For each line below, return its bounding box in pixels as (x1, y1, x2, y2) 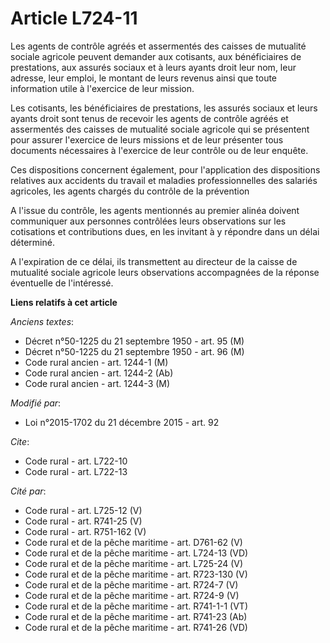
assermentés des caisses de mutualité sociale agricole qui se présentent (10, 123, 310, 135)
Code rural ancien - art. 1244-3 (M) (24, 377, 171, 389)
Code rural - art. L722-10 (24, 455, 128, 467)
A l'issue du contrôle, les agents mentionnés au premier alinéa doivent (10, 204, 300, 216)
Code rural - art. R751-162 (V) (24, 525, 147, 537)
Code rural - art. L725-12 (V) (24, 504, 143, 516)
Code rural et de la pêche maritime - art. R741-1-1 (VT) (24, 600, 248, 612)
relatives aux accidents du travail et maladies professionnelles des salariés (10, 174, 318, 186)
